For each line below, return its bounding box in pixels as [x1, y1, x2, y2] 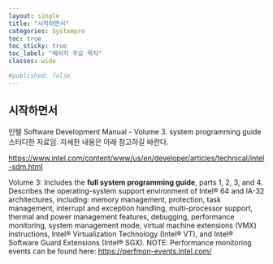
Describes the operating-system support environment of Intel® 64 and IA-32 [8, 185, 265, 195]
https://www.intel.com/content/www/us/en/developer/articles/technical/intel [8, 153, 265, 163]
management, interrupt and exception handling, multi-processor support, [8, 203, 253, 213]
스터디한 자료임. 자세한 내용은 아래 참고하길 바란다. [8, 137, 169, 147]
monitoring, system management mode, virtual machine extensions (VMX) [8, 220, 258, 230]
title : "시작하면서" [8, 19, 70, 28]
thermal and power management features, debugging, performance [8, 211, 235, 221]
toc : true [8, 34, 42, 43]
